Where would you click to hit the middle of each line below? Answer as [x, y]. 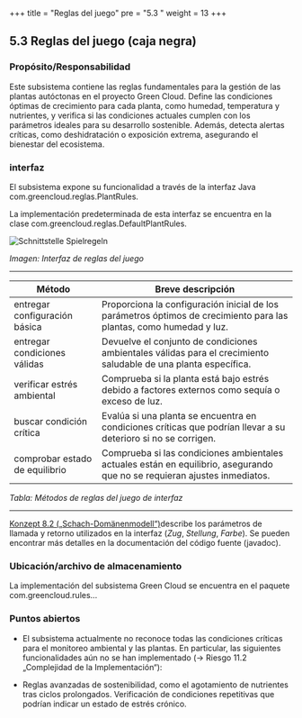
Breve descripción [195, 289]
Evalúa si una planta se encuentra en [179, 415]
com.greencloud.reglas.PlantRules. [74, 196]
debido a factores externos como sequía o [191, 389]
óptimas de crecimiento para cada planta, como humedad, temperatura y [145, 105]
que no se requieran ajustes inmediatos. [186, 475]
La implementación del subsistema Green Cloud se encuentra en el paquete [150, 586]
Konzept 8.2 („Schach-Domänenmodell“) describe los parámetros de [136, 523]
